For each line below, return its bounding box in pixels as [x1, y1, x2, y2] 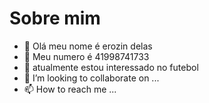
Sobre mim [9, 7, 101, 30]
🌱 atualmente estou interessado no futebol [23, 61, 199, 73]
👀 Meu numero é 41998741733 [23, 50, 150, 62]
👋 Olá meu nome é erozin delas [23, 40, 153, 52]
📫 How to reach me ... [23, 83, 117, 95]
